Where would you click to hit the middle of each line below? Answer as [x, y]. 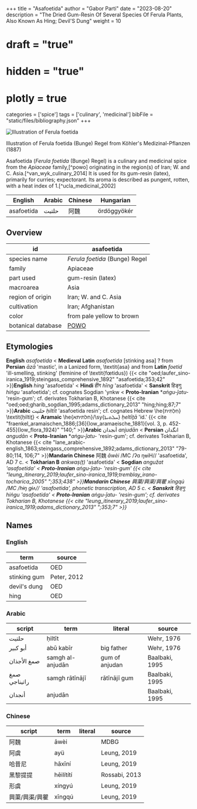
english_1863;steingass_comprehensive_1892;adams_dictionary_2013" [90, 448]
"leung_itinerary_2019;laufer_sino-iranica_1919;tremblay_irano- [81, 474]
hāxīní [63, 764]
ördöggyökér [116, 211]
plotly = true [37, 98]
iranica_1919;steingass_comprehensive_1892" [60, 379]
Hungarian [116, 200]
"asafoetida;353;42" [140, 379]
